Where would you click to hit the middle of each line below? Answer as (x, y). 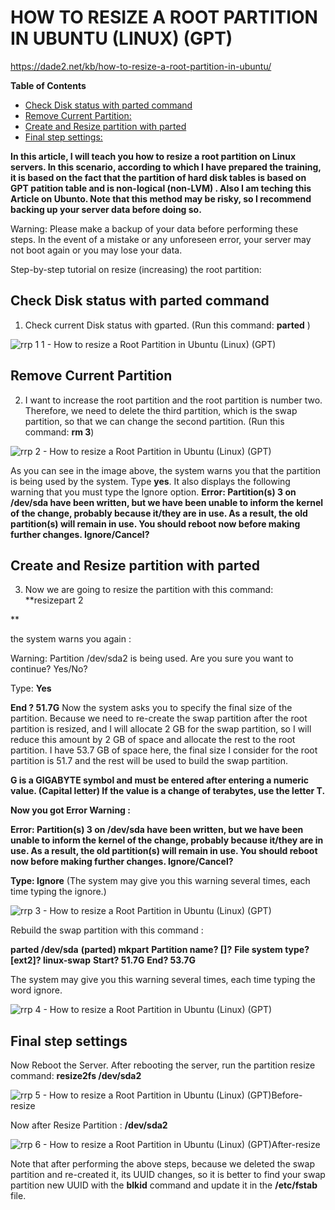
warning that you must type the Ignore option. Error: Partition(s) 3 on (153, 492)
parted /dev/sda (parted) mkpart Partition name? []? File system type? (160, 950)
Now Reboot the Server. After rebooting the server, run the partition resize (163, 1065)
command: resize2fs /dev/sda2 (76, 1076)
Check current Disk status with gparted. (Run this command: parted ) (167, 325)
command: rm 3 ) (59, 432)
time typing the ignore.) (58, 892)
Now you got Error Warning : (70, 810)
